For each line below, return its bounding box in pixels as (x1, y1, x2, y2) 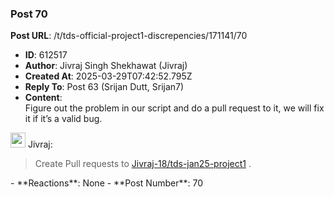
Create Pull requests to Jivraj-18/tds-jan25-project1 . (34, 158, 252, 170)
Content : (24, 92, 63, 104)
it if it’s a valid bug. (24, 113, 103, 125)
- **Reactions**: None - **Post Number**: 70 (10, 177, 203, 189)
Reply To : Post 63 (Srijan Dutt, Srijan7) (24, 81, 185, 93)
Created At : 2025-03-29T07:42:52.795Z (24, 70, 193, 82)
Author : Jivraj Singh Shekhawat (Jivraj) (24, 60, 188, 72)
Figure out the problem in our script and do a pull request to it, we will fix (24, 102, 325, 114)
